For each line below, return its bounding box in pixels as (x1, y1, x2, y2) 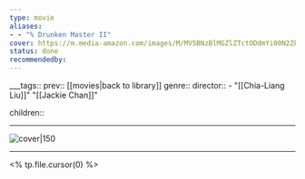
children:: (9, 108, 45, 118)
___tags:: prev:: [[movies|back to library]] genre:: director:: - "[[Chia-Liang (9, 80, 285, 90)
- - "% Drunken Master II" (9, 30, 112, 39)
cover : (9, 38, 34, 48)
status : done (9, 47, 59, 56)
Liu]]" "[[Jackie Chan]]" (9, 89, 98, 100)
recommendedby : (9, 55, 67, 64)
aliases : (9, 22, 43, 31)
